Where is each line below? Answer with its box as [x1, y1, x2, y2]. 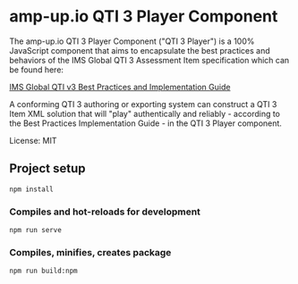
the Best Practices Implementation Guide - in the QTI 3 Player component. [9, 118, 282, 129]
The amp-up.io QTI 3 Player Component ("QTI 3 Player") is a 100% [9, 36, 255, 46]
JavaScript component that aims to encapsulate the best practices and [9, 45, 270, 55]
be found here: [9, 64, 64, 75]
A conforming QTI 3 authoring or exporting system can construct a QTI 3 [9, 98, 277, 109]
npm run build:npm [9, 266, 78, 276]
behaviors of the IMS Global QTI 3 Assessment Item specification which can [9, 54, 290, 65]
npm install [9, 185, 54, 194]
